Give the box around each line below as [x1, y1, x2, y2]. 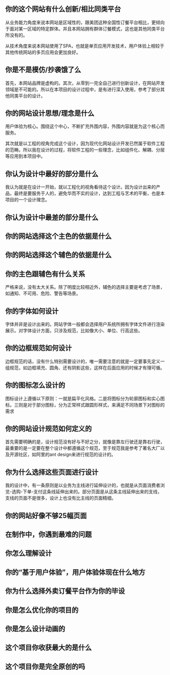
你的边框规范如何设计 [5, 344, 72, 352]
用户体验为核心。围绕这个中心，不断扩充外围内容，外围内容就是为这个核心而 [5, 124, 165, 130]
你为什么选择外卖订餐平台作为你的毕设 [5, 587, 125, 596]
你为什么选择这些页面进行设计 [5, 468, 99, 476]
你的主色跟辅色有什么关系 [5, 269, 85, 278]
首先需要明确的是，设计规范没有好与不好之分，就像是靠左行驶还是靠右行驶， [5, 439, 165, 445]
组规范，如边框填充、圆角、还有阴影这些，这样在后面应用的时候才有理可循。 [5, 364, 165, 371]
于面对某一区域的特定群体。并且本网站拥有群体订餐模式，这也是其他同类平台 [5, 25, 165, 32]
